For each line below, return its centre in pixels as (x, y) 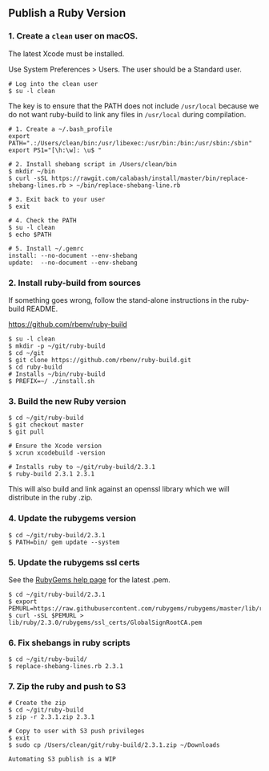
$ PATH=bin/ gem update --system (64, 542)
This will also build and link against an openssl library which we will (119, 489)
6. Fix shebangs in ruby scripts (69, 642)
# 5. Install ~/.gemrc (46, 248)
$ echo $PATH (30, 235)
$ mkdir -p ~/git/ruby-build (57, 346)
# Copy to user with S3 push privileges (77, 731)
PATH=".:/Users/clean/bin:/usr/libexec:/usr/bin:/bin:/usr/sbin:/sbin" (130, 143)
